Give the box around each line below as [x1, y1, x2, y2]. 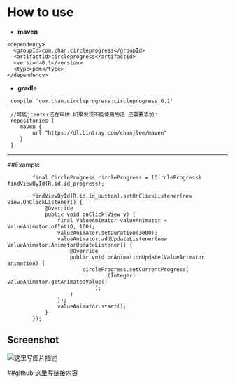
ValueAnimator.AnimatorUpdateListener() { [7, 241, 133, 249]
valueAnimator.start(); [57, 303, 127, 310]
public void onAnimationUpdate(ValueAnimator [69, 254, 205, 261]
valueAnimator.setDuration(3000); [57, 229, 158, 236]
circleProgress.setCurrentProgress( [82, 266, 190, 273]
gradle [17, 83, 37, 92]
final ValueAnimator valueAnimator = [57, 217, 168, 224]
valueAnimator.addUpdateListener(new [57, 235, 168, 242]
